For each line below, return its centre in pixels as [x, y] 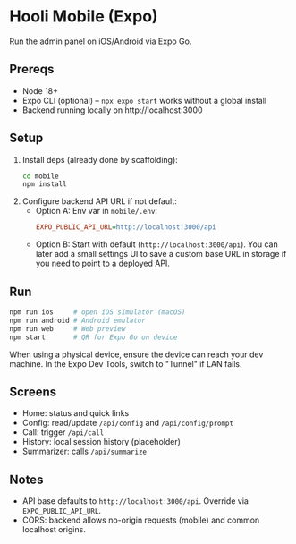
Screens [33, 391]
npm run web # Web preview [68, 328]
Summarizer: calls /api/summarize [85, 451]
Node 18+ [40, 90]
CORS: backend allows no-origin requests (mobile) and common [141, 520]
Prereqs [32, 69]
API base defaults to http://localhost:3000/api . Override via [135, 501]
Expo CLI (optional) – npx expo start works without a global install [144, 100]
